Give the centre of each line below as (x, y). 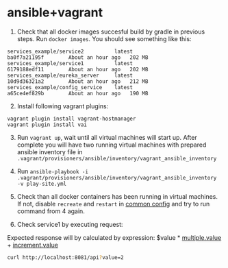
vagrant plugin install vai (47, 125)
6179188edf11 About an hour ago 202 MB (78, 69)
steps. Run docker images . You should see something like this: (104, 38)
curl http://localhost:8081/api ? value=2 (66, 257)
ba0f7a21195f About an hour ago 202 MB (78, 57)
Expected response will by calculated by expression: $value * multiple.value (114, 237)
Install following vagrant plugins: (63, 106)
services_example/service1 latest (70, 63)
